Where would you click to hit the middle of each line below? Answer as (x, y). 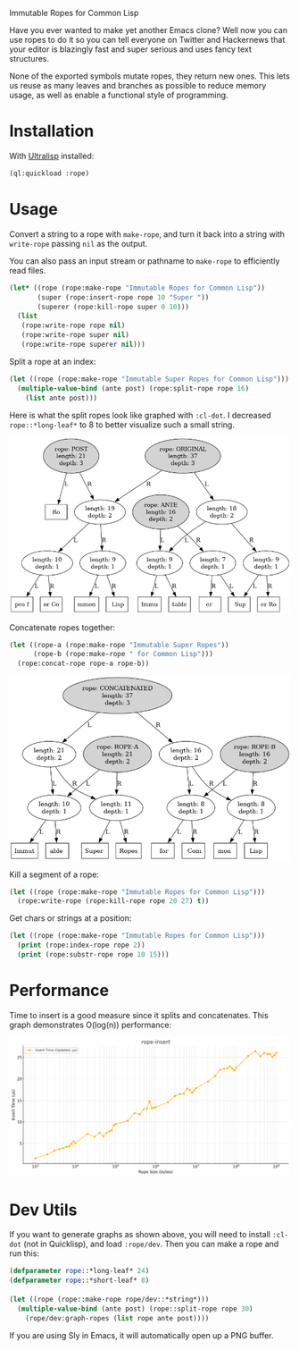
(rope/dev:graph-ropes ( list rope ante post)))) (117, 1318)
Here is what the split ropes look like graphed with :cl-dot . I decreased (141, 415)
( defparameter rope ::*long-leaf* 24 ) (79, 1271)
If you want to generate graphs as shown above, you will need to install (140, 1235)
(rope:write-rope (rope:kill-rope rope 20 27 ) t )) (113, 901)
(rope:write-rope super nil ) (75, 335)
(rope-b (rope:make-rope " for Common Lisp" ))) (123, 654)
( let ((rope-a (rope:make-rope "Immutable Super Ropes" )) (119, 645)
